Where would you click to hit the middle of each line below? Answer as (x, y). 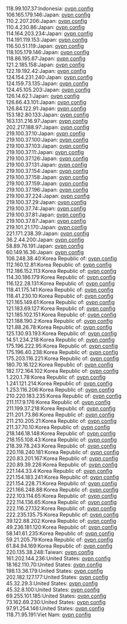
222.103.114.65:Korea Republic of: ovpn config (61, 496)
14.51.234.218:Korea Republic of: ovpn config (61, 340)
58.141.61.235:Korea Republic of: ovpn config (60, 533)
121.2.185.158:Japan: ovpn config (45, 65)
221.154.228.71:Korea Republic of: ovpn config (61, 483)
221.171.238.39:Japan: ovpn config (48, 233)
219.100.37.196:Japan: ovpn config (47, 190)
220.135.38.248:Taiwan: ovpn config (50, 552)
